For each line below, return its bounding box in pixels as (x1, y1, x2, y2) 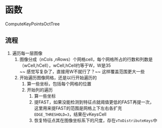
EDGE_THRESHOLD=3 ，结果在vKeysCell (34, 111, 107, 117)
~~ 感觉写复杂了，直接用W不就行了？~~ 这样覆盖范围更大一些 (19, 68, 145, 74)
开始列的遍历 (26, 86, 53, 93)
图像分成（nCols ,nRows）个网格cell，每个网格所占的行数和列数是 (19, 56, 153, 62)
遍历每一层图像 (12, 50, 43, 56)
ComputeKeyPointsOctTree (5, 21, 60, 27)
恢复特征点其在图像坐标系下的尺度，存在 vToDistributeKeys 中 (34, 117, 158, 123)
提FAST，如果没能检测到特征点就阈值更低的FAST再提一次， (34, 99, 154, 105)
